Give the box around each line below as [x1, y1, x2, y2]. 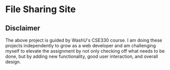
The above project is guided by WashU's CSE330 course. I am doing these [5, 37, 162, 43]
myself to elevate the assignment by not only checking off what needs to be [5, 48, 165, 54]
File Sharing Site [5, 4, 76, 15]
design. [5, 59, 21, 64]
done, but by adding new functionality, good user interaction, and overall [5, 53, 158, 59]
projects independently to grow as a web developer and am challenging [5, 43, 156, 49]
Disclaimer [5, 24, 40, 32]
